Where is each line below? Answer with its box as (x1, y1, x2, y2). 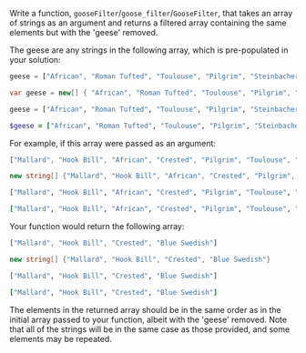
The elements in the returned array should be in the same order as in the (9, 304, 281, 315)
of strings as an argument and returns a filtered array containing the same (9, 17, 287, 28)
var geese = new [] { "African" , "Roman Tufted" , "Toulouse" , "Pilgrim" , (9, 88, 291, 97)
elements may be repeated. (9, 333, 112, 344)
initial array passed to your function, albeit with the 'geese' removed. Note (9, 314, 288, 325)
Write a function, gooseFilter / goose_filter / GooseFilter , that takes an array (9, 8, 293, 18)
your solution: (9, 55, 61, 65)
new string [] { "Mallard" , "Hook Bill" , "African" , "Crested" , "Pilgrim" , (9, 172, 296, 181)
